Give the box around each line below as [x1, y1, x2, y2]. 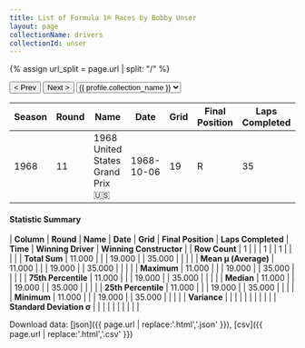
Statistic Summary [9, 214, 82, 224]
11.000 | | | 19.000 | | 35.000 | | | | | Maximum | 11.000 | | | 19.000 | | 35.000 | [9, 263, 295, 273]
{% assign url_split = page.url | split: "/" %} [9, 64, 171, 75]
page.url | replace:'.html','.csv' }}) [9, 329, 133, 340]
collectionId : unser [9, 38, 88, 48]
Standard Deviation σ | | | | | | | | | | [9, 302, 140, 313]
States [93, 154, 121, 167]
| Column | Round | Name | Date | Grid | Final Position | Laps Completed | [9, 234, 289, 245]
